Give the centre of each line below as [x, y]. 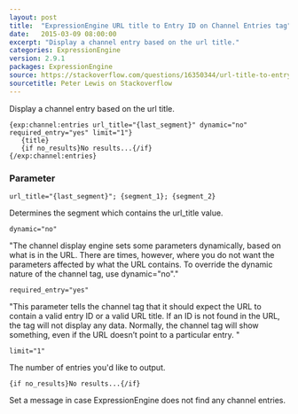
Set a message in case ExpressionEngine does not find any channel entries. [148, 400]
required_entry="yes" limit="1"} [71, 133]
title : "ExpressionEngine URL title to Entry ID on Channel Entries [141, 26]
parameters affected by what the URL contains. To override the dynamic [141, 264]
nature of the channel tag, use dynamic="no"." [94, 273]
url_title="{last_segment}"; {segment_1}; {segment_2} [113, 196]
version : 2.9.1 [37, 59]
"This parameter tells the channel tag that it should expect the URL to [135, 306]
